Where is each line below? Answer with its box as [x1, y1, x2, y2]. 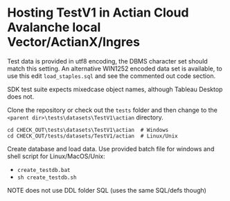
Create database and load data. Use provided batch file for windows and [7, 144, 215, 153]
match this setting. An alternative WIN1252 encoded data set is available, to [7, 64, 223, 73]
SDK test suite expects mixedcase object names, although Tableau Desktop [7, 85, 223, 93]
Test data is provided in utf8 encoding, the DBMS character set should [7, 57, 208, 65]
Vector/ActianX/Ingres [7, 35, 141, 50]
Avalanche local [7, 19, 101, 35]
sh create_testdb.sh [17, 174, 77, 181]
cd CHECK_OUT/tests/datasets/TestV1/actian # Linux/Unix [7, 133, 178, 140]
